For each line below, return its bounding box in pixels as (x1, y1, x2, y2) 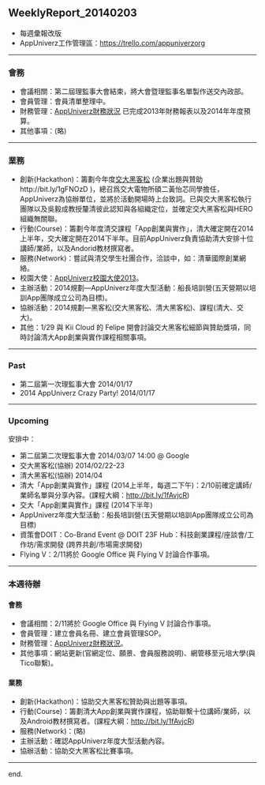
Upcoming (8, 415, 49, 426)
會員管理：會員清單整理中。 (19, 96, 110, 106)
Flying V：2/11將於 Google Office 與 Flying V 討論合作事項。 (19, 550, 215, 559)
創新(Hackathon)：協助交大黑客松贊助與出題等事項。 (19, 697, 192, 706)
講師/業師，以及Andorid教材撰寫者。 (19, 244, 139, 254)
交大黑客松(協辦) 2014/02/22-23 (19, 461, 125, 470)
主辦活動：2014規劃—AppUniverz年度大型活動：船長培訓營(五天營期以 (19, 284, 250, 293)
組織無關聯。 (19, 214, 62, 223)
